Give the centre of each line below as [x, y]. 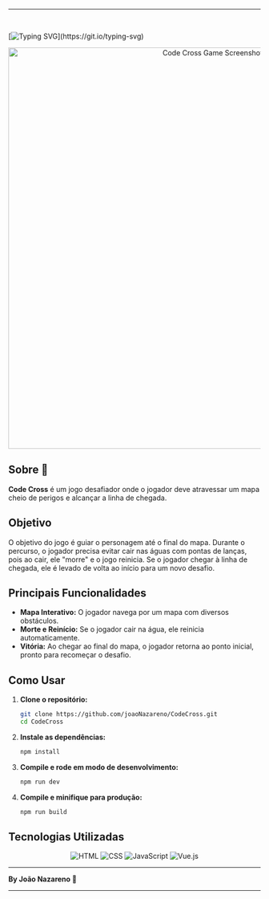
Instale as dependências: [62, 737]
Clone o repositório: [54, 700]
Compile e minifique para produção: [81, 797]
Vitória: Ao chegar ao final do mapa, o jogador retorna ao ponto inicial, [137, 646]
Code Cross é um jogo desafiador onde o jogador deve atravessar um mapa [134, 489]
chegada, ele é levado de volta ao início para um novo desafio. [111, 567]
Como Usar [37, 680]
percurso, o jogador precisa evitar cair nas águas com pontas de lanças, [128, 551]
